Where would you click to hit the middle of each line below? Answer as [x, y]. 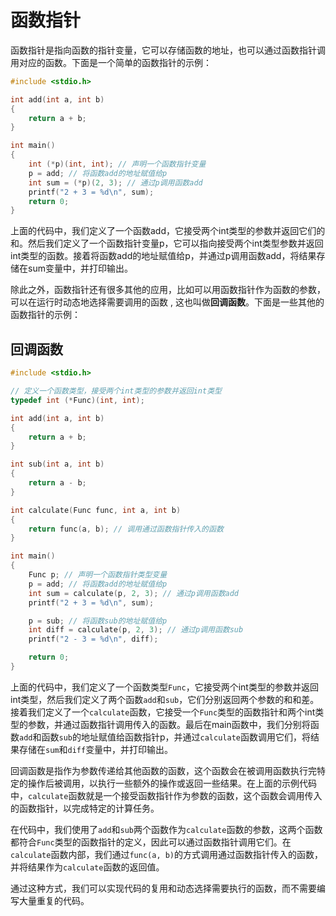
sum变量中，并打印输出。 [80, 268]
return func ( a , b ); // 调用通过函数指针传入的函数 [126, 529]
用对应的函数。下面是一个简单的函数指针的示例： [111, 62]
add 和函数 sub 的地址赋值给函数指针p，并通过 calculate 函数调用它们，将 [165, 737]
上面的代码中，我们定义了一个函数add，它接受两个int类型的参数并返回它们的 [168, 231]
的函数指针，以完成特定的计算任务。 [85, 808]
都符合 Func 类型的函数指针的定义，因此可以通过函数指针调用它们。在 [151, 842]
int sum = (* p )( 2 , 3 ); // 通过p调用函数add [115, 182]
